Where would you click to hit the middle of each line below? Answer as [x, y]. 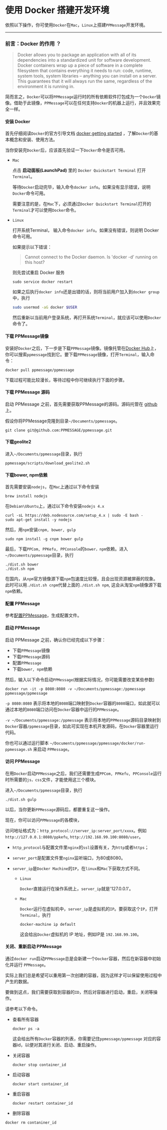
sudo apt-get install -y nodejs [39, 520]
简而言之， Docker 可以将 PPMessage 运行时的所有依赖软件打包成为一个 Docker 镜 [83, 97]
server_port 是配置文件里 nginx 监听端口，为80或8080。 [69, 858]
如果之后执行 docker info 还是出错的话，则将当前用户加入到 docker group [86, 292]
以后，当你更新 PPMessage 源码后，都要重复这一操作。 [59, 809]
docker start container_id [40, 1084]
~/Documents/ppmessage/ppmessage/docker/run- [97, 743]
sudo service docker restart [42, 282]
